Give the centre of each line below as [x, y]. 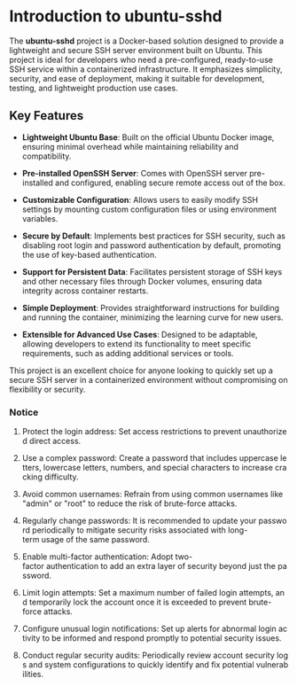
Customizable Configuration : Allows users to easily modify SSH [140, 199]
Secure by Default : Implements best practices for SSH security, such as [154, 236]
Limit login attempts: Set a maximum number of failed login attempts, [148, 593]
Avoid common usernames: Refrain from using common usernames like [152, 495]
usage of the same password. [95, 540]
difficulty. [61, 477]
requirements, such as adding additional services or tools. [128, 353]
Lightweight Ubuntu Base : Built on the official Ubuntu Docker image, [148, 137]
